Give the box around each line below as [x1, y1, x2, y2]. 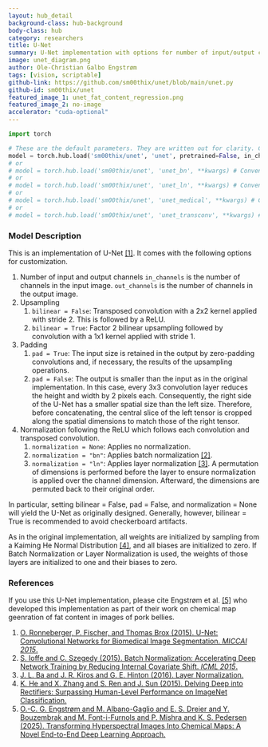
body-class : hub [8, 26, 62, 34]
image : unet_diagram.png [8, 57, 91, 65]
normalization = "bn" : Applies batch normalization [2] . [31, 450, 213, 460]
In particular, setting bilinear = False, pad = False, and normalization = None [8, 500, 258, 509]
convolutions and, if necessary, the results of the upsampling [31, 357, 233, 366]
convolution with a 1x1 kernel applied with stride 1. [31, 331, 195, 341]
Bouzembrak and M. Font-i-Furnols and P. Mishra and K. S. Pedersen [19, 713, 247, 722]
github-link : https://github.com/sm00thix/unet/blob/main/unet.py [8, 78, 234, 86]
